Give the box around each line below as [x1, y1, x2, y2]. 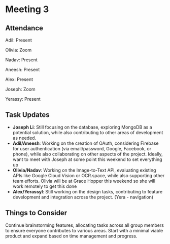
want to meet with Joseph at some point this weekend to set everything [12, 156, 162, 162]
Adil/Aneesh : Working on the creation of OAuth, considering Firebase [12, 140, 159, 146]
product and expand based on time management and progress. [5, 233, 138, 239]
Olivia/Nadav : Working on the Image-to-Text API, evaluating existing [12, 167, 156, 173]
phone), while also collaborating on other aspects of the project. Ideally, [12, 151, 163, 157]
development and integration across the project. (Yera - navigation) [12, 194, 154, 200]
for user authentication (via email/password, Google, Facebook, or [12, 145, 151, 151]
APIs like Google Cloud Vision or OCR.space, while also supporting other [12, 172, 165, 178]
